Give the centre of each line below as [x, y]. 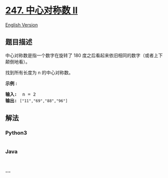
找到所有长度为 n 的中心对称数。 [39, 72]
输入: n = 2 [21, 94]
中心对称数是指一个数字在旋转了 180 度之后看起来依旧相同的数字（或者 [80, 55]
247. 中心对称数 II [42, 10]
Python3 [16, 133]
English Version [22, 25]
